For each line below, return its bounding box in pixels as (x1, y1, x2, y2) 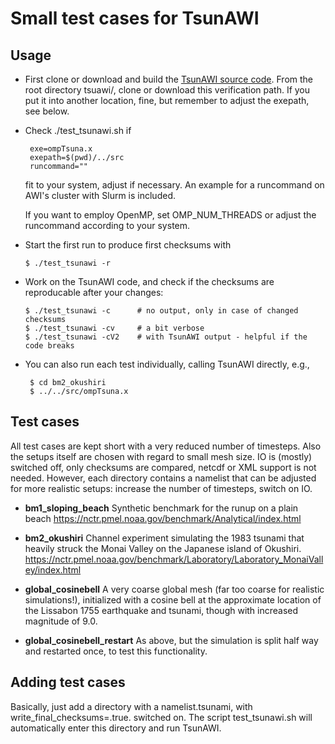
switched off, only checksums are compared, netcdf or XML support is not (10, 461, 317, 473)
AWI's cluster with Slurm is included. (24, 190, 176, 201)
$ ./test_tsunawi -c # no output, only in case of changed (24, 306, 299, 316)
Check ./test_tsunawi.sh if (24, 125, 132, 136)
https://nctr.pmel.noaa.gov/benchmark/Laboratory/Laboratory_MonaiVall (24, 553, 324, 565)
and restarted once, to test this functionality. (24, 645, 208, 657)
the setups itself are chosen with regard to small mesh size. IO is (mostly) (10, 450, 313, 462)
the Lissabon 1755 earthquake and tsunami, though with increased (24, 604, 299, 616)
